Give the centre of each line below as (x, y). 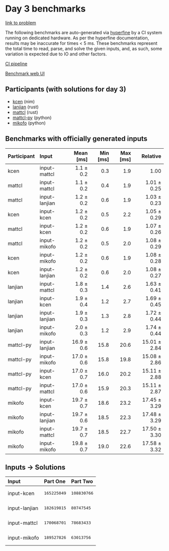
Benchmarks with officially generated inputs (76, 139)
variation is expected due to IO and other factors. (56, 54)
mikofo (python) (29, 123)
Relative (151, 156)
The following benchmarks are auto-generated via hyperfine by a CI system (84, 32)
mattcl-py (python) (32, 117)
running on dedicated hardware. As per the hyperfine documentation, (77, 38)
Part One (55, 481)
